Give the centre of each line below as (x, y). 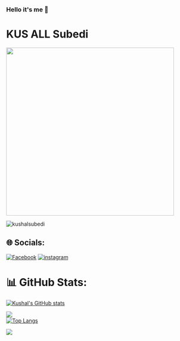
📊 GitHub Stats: (47, 282)
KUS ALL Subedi (47, 34)
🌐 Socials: (26, 243)
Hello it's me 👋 (27, 10)
